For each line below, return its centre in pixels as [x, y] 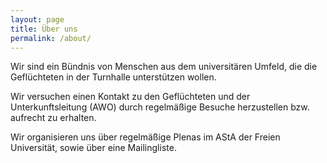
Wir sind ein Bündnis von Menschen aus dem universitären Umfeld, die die [164, 67]
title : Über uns [44, 29]
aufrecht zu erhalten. [53, 118]
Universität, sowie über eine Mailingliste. [93, 148]
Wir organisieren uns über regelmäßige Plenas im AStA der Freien [145, 137]
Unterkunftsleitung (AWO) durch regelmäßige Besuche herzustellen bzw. [160, 107]
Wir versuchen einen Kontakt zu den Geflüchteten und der [130, 97]
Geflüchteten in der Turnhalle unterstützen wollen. [113, 77]
